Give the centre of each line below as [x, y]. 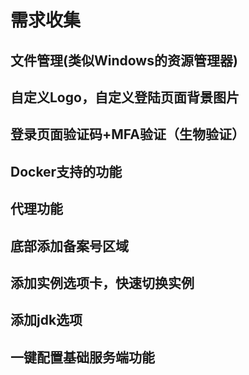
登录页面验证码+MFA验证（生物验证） [127, 134]
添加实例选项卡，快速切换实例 [102, 282]
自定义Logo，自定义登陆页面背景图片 [125, 97]
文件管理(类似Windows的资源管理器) [124, 60]
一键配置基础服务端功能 [82, 357]
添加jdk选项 [46, 320]
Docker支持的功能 [66, 171]
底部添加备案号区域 [69, 246]
